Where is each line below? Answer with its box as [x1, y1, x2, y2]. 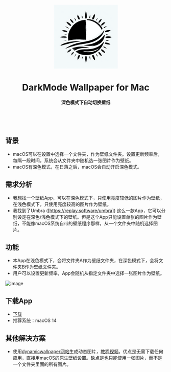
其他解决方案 [5, 334, 46, 342]
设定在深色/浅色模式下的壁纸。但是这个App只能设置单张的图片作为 [17, 214, 157, 220]
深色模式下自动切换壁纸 [61, 99, 111, 105]
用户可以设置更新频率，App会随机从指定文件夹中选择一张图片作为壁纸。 [12, 270, 165, 276]
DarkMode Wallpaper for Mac [22, 82, 150, 94]
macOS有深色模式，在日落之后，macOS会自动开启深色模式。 [12, 164, 142, 170]
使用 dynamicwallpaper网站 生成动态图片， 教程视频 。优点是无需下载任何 [12, 348, 163, 354]
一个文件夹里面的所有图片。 [12, 361, 71, 367]
